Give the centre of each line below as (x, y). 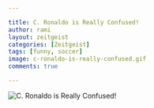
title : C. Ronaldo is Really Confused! (74, 22)
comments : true (33, 67)
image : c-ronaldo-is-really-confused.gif (77, 59)
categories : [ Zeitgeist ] (49, 44)
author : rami (30, 30)
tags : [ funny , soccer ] (45, 52)
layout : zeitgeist (38, 37)
